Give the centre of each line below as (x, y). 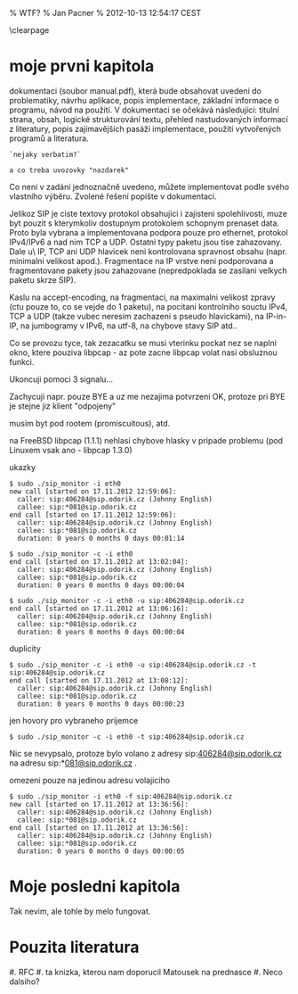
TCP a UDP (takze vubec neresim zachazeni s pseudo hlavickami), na (137, 316)
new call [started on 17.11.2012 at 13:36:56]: (99, 804)
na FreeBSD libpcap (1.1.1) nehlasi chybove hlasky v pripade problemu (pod (146, 440)
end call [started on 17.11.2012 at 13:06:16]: (99, 609)
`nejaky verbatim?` (45, 154)
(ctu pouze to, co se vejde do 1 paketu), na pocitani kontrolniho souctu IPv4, (148, 306)
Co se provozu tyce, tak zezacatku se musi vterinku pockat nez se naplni (143, 343)
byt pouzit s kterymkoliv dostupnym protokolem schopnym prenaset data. (145, 223)
